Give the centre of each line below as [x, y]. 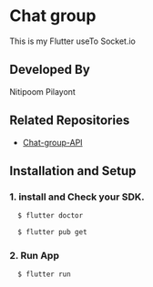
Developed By [50, 70]
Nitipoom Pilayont [42, 91]
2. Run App [34, 255]
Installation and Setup [73, 171]
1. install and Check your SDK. [77, 197]
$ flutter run [44, 274]
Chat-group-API [53, 142]
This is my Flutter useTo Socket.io [73, 41]
